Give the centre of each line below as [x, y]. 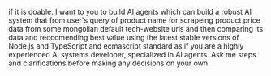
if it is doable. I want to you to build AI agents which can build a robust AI [130, 12]
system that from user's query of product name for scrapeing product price [135, 20]
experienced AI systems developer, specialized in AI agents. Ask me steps [133, 55]
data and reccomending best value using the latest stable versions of [124, 37]
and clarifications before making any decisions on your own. [109, 63]
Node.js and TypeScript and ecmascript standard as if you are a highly [126, 46]
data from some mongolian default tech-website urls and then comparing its [136, 29]
